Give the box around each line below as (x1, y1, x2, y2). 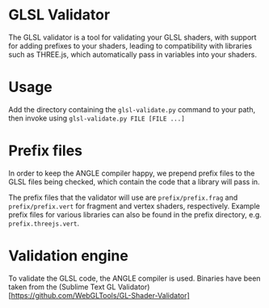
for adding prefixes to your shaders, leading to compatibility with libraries (8, 40, 253, 50)
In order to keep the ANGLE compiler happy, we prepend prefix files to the (8, 168, 255, 178)
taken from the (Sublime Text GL (8, 281, 116, 292)
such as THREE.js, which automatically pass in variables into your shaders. (8, 49, 257, 59)
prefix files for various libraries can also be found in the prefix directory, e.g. (8, 209, 263, 219)
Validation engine (8, 247, 129, 264)
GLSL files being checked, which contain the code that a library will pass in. (8, 176, 260, 187)
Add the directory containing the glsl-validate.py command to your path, (8, 104, 256, 114)
